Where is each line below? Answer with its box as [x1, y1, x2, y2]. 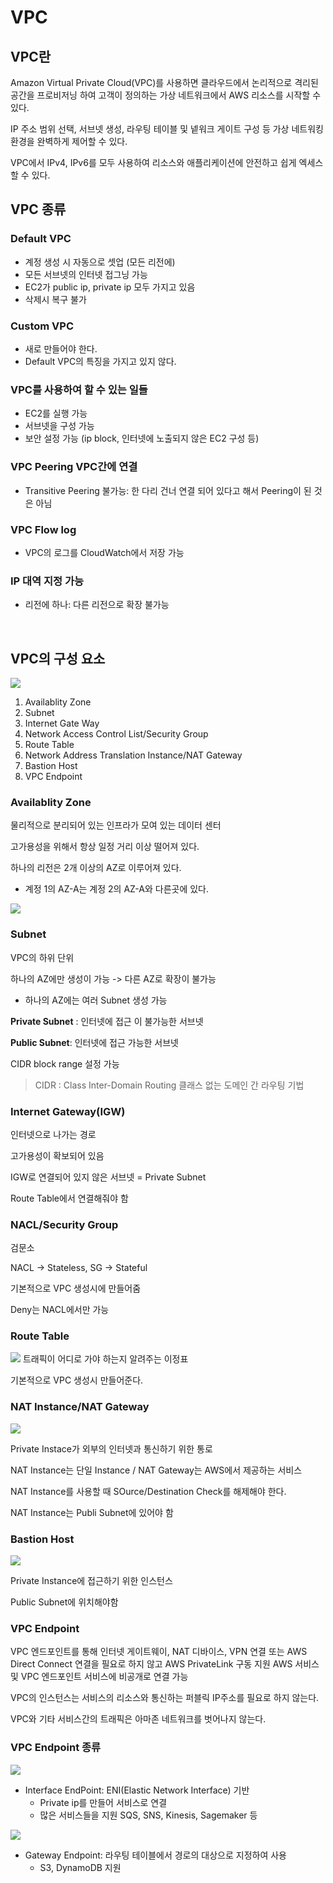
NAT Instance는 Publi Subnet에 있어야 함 [10, 1506, 174, 1518]
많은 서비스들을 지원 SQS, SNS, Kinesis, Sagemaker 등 [39, 1809, 258, 1821]
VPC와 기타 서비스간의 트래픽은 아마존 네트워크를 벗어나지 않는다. [10, 1713, 267, 1725]
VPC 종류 [10, 201, 67, 218]
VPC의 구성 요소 [10, 650, 106, 667]
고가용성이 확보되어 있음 [10, 1149, 105, 1161]
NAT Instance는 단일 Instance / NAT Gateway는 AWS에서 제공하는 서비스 [10, 1464, 303, 1476]
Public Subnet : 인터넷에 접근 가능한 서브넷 [10, 1036, 179, 1048]
